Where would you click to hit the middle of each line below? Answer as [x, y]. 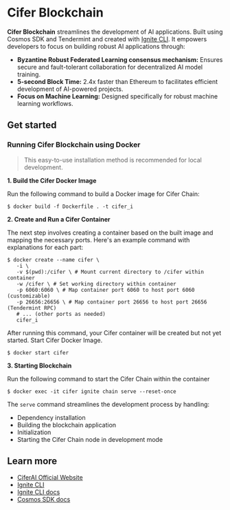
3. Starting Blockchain [39, 365]
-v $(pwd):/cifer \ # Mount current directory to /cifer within [110, 272]
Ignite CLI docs [38, 492]
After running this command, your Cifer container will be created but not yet [114, 332]
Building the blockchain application [67, 425]
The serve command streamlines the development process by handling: [108, 404]
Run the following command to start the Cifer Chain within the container [108, 379]
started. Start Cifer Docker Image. [55, 340]
